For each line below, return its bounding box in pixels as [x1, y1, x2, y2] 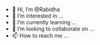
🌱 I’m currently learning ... [12, 19, 77, 26]
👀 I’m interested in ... [12, 12, 64, 19]
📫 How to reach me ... [12, 32, 68, 39]
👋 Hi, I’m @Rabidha [12, 6, 61, 13]
